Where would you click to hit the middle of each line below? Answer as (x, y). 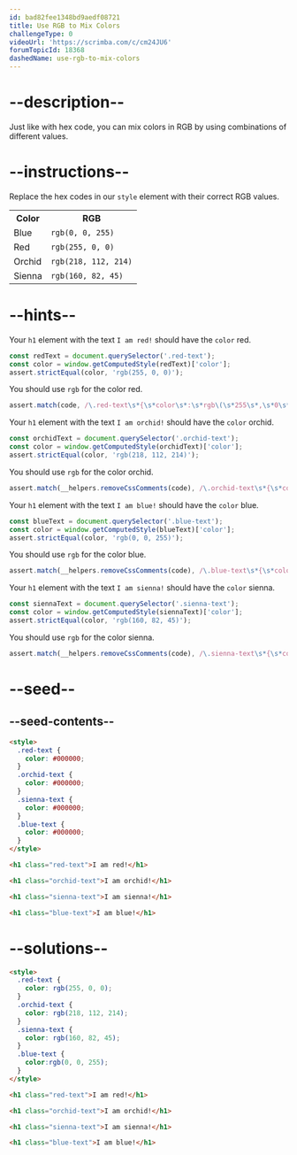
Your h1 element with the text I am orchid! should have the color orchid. (141, 422)
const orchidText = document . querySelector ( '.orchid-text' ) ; (124, 439)
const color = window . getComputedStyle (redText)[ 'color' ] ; (120, 364)
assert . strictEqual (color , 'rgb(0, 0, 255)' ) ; (96, 538)
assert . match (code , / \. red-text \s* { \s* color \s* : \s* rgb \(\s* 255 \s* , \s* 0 (144, 405)
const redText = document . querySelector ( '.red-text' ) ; (112, 356)
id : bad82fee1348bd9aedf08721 (65, 17)
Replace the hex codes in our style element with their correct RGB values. (145, 196)
